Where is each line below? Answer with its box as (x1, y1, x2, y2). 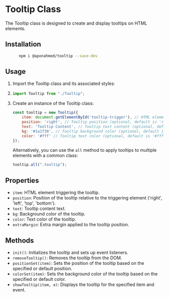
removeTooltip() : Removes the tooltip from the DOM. (12, 255, 122, 261)
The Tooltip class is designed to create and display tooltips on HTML (5, 20, 147, 26)
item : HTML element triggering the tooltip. (12, 189, 100, 195)
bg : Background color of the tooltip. (12, 211, 86, 217)
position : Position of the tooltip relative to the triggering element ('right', (12, 195, 162, 201)
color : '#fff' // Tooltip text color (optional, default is (22, 133, 150, 139)
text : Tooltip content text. (12, 206, 66, 212)
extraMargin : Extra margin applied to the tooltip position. (12, 222, 129, 228)
